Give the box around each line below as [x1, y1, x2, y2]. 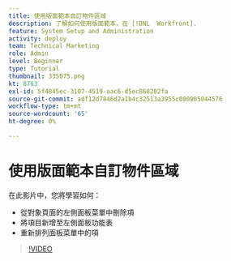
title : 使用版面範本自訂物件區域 [8, 11, 107, 20]
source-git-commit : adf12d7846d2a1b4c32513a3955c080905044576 [8, 95, 223, 103]
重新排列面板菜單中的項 [19, 228, 99, 237]
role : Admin [8, 49, 49, 58]
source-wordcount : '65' [8, 110, 89, 118]
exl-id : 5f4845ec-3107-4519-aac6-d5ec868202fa [8, 87, 169, 96]
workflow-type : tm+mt [8, 102, 82, 110]
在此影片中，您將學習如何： [8, 190, 101, 199]
